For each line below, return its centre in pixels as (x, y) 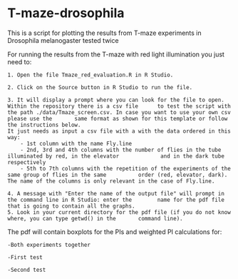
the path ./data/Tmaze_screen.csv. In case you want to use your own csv (119, 112)
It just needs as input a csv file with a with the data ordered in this (119, 131)
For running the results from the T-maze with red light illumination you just (116, 54)
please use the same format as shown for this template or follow (118, 118)
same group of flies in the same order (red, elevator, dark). (118, 175)
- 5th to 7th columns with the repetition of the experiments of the (126, 168)
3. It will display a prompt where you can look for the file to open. (116, 100)
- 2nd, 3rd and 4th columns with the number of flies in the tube (121, 150)
